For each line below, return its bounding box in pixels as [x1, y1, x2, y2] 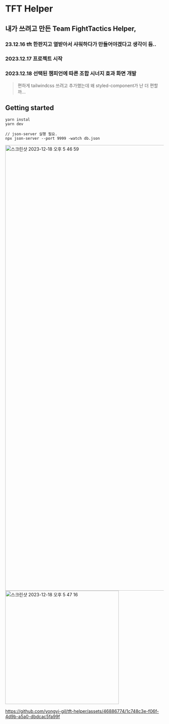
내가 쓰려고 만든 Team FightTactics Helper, [5, 24, 137, 33]
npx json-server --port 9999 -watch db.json [5, 136, 100, 141]
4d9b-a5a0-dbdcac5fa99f [5, 713, 60, 719]
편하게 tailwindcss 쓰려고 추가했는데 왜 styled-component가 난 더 [17, 82, 149, 88]
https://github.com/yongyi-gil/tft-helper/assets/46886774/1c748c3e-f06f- [5, 708, 159, 714]
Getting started [5, 104, 54, 112]
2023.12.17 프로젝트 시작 [5, 55, 63, 62]
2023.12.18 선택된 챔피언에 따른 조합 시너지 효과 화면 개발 [5, 70, 137, 77]
